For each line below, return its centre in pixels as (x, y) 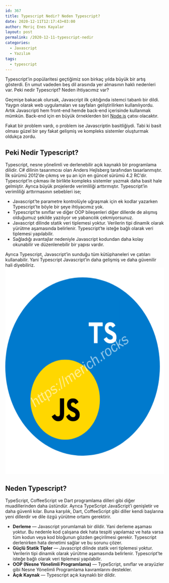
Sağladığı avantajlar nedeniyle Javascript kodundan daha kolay (78, 239)
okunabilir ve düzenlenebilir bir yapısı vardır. (58, 245)
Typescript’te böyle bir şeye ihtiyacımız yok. (58, 207)
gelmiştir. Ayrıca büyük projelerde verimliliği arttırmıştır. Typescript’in (76, 186)
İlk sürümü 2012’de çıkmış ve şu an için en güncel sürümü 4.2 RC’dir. (76, 175)
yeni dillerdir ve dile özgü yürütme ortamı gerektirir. (58, 517)
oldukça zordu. (21, 136)
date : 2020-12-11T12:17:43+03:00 (40, 21)
